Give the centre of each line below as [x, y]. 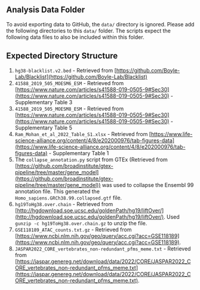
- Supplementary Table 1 [79, 153]
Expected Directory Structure [62, 56]
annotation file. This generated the [57, 191]
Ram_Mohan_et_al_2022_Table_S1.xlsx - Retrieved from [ [83, 134]
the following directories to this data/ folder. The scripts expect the [89, 31]
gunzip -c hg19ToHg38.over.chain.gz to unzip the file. [81, 223]
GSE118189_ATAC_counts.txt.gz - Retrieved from [73, 229]
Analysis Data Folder [46, 10]
